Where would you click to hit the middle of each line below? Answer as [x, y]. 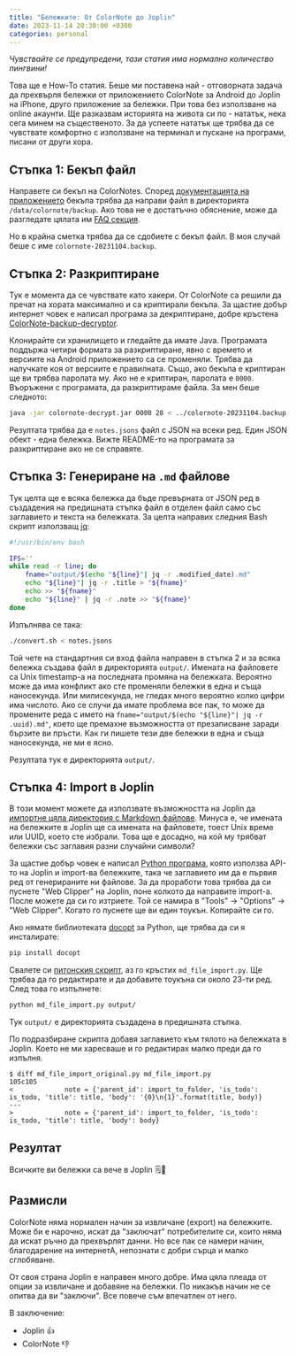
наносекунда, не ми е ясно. [61, 742]
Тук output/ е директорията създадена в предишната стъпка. [125, 1022]
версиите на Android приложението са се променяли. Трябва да [131, 359]
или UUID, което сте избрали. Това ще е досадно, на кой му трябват [138, 836]
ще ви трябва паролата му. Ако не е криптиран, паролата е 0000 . [132, 378]
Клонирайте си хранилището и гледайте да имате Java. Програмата [138, 340]
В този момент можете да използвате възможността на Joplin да [133, 809]
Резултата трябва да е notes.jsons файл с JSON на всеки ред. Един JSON [148, 429]
